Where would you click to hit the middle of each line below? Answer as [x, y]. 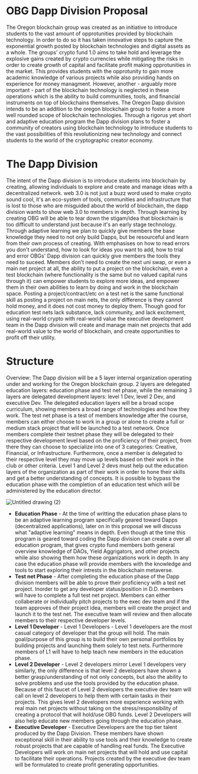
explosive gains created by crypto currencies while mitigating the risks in [95, 58]
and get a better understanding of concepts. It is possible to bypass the [93, 478]
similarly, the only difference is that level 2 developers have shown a [98, 670]
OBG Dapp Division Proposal [77, 11]
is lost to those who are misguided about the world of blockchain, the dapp [97, 206]
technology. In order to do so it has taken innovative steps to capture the [95, 40]
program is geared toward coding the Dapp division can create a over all [103, 538]
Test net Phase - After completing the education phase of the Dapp [97, 576]
